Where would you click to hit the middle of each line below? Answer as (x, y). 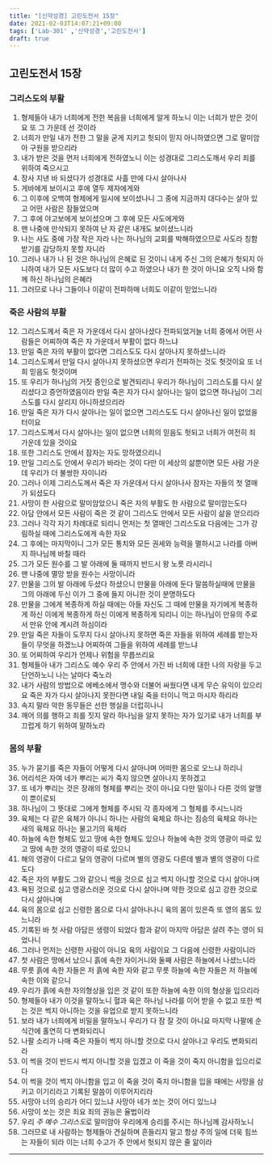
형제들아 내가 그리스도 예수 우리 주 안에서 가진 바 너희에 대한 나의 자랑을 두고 (141, 665)
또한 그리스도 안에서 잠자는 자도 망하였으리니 (91, 453)
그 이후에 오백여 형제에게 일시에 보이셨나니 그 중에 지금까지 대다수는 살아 (135, 198)
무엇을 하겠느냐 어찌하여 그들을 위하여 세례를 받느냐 (117, 645)
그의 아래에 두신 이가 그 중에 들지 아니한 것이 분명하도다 (108, 594)
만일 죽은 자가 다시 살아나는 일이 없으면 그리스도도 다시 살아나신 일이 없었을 (139, 412)
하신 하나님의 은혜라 (61, 279)
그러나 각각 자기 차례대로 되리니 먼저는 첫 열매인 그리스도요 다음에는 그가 (135, 523)
